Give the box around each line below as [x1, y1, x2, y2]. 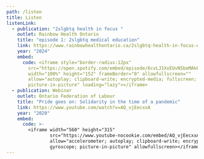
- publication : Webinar [12, 88, 72, 94]
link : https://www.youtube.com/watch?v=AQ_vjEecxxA [17, 104, 151, 111]
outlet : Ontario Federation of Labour [17, 93, 115, 99]
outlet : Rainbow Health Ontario [17, 31, 99, 37]
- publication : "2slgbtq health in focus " [12, 25, 123, 32]
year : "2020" [17, 110, 50, 116]
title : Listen [6, 15, 42, 21]
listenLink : [6, 20, 36, 26]
